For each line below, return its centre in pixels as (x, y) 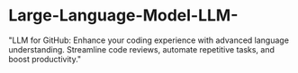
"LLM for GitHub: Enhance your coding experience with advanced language (149, 40)
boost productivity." (45, 59)
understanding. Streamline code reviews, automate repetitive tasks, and (142, 49)
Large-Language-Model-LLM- (123, 16)
